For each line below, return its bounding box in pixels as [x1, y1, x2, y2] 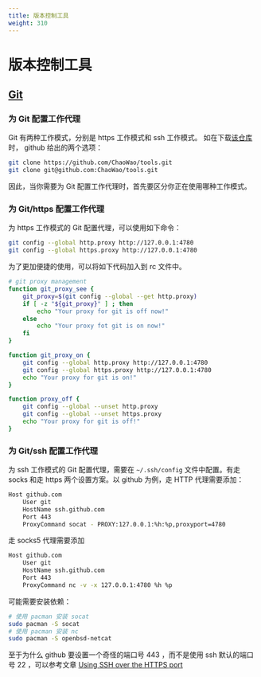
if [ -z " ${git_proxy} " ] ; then [22, 299, 134, 307]
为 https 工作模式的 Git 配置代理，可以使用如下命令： [8, 223, 181, 233]
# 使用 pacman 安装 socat [8, 612, 90, 620]
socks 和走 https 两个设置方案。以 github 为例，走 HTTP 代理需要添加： [8, 475, 244, 484]
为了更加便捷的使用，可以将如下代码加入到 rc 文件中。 [8, 262, 186, 272]
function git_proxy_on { [8, 351, 91, 359]
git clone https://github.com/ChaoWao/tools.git [8, 158, 173, 167]
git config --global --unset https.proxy [22, 410, 162, 418]
